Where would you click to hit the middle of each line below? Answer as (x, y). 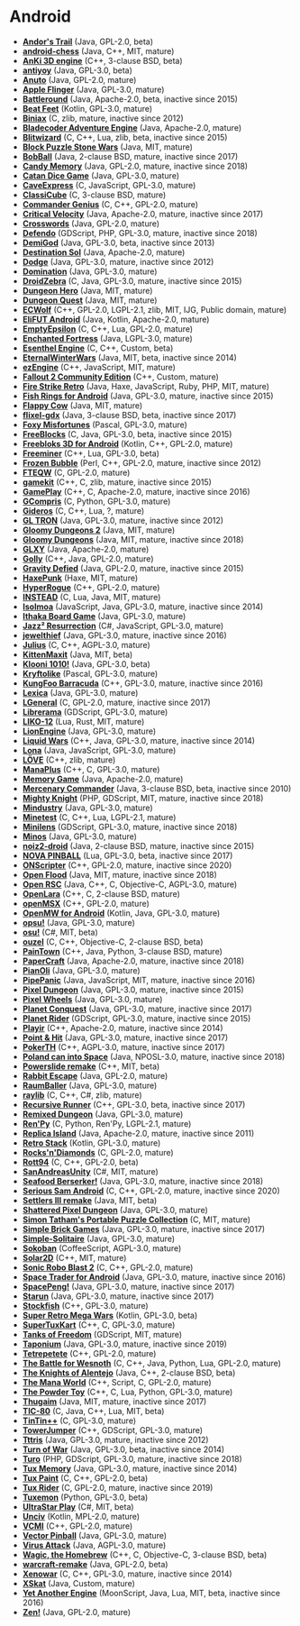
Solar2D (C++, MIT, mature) (74, 1257)
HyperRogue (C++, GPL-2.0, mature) (91, 587)
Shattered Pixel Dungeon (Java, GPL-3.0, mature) (115, 1210)
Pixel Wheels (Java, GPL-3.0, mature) (92, 999)
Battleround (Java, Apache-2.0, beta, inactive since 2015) (130, 99)
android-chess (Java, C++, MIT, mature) (98, 50)
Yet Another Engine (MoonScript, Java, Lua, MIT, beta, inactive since (151, 1593)
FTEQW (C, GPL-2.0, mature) (76, 472)
